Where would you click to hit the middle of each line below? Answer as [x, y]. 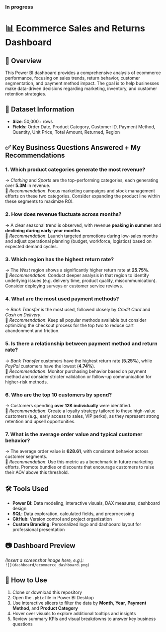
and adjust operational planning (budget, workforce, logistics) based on [79, 241]
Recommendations [35, 155]
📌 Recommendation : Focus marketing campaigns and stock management [80, 191]
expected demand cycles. [32, 246]
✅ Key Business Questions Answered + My [73, 148]
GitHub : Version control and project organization [62, 519]
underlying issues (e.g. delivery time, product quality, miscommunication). [81, 281]
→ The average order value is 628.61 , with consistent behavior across [77, 451]
